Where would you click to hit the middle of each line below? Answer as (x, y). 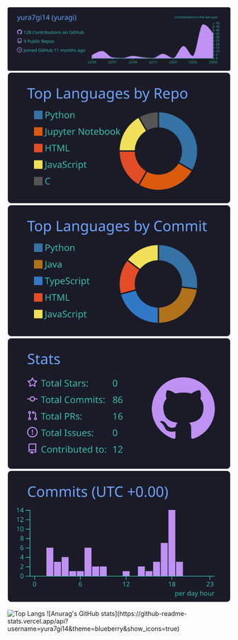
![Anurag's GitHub (73, 613)
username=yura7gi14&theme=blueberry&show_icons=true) (93, 629)
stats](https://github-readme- (144, 613)
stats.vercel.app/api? (38, 621)
